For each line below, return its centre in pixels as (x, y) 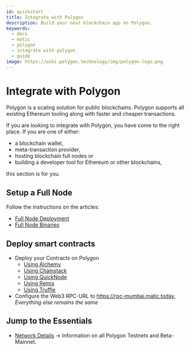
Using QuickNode (45, 277)
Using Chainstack (45, 271)
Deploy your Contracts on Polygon (57, 258)
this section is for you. (33, 174)
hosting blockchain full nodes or (54, 156)
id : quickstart (25, 12)
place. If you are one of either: (43, 132)
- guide (21, 56)
